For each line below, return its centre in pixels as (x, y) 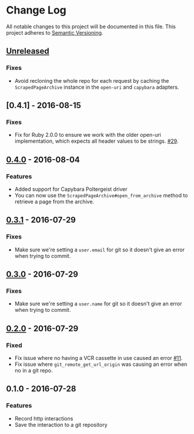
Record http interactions (44, 418)
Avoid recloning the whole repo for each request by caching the (92, 80)
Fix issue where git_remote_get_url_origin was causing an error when (101, 364)
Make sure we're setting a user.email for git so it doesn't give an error (100, 250)
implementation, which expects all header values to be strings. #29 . (96, 141)
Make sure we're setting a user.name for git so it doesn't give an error (98, 304)
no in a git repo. (34, 371)
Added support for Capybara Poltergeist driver (71, 189)
